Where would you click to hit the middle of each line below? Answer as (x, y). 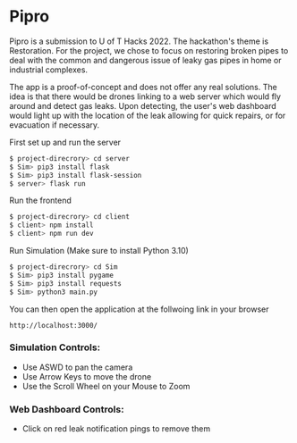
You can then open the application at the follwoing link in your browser (139, 309)
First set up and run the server (65, 142)
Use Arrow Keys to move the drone (87, 376)
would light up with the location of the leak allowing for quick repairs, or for (148, 115)
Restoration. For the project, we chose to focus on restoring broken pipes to (149, 50)
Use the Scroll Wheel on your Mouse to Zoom (106, 386)
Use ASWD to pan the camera (77, 367)
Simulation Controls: (55, 347)
